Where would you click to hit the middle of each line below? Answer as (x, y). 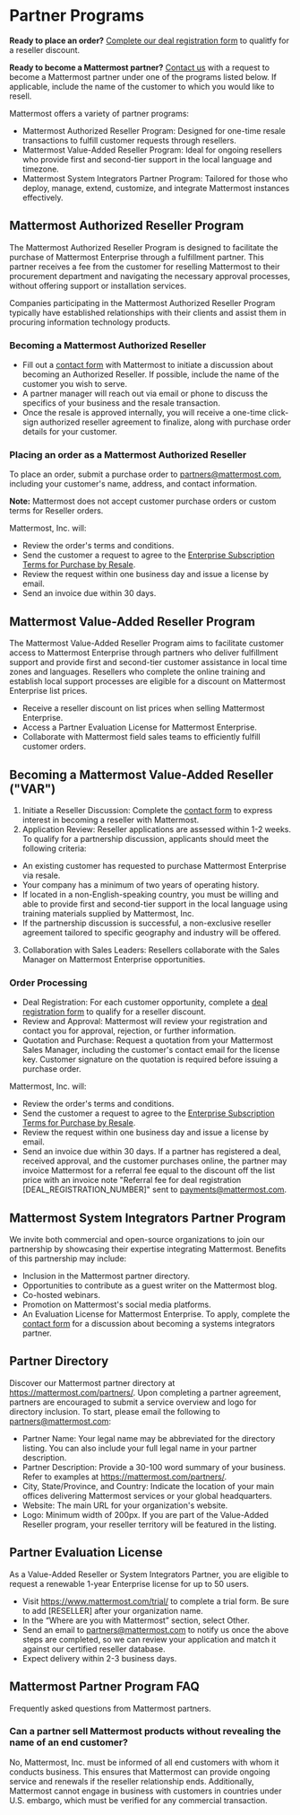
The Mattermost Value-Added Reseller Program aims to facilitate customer (147, 644)
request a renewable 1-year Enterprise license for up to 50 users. (129, 1583)
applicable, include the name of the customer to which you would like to (142, 86)
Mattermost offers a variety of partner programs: (99, 113)
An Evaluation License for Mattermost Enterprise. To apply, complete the (156, 1314)
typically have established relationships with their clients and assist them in (148, 312)
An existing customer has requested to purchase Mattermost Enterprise (154, 865)
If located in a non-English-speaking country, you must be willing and (150, 894)
